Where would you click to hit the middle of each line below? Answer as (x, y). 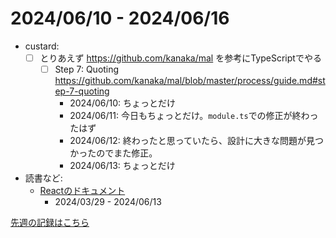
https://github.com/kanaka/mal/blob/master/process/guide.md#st (190, 81)
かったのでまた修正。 (113, 153)
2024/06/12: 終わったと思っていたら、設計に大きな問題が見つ (197, 141)
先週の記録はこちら (50, 223)
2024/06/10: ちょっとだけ (123, 103)
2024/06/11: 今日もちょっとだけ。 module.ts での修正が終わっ (194, 116)
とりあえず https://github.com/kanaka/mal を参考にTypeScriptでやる (180, 58)
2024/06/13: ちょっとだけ (122, 166)
